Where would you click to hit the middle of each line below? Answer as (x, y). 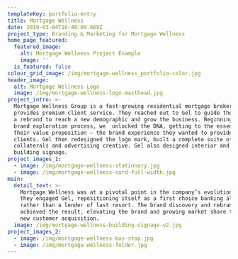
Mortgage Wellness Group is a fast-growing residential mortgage (112, 106)
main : (15, 179)
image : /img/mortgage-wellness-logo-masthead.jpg (88, 93)
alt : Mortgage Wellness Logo (57, 87)
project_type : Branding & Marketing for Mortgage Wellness (96, 34)
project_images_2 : (34, 231)
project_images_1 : (34, 159)
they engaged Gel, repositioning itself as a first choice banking (121, 199)
